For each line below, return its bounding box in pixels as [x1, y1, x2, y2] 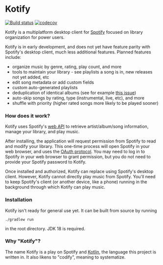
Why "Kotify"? [5, 238, 41, 244]
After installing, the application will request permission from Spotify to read [5, 138, 156, 144]
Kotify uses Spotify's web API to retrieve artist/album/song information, [5, 123, 149, 129]
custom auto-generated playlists [12, 84, 78, 90]
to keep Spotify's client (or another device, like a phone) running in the [5, 179, 147, 185]
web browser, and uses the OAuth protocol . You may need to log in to [5, 148, 145, 155]
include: [5, 54, 22, 60]
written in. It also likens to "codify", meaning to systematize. [5, 254, 126, 260]
